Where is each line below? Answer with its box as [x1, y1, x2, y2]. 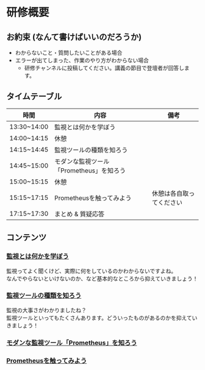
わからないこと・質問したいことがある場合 [15, 49, 123, 56]
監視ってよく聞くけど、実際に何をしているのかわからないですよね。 [6, 267, 177, 274]
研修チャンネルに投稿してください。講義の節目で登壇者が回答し [24, 65, 185, 71]
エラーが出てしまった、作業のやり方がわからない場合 [15, 57, 149, 64]
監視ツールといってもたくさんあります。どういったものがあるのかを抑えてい [6, 314, 198, 321]
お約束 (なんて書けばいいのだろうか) [6, 32, 142, 42]
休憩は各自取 [151, 189, 189, 197]
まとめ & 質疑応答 [54, 210, 105, 218]
